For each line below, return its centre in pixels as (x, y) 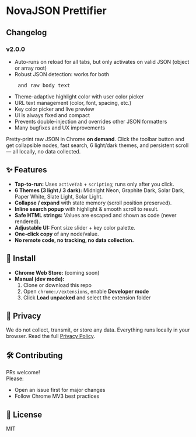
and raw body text (44, 85)
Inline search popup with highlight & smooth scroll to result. (87, 209)
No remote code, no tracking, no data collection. (74, 240)
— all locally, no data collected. (43, 151)
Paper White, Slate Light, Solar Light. (59, 196)
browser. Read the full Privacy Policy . (50, 336)
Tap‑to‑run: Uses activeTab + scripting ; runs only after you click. (94, 184)
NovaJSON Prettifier (56, 11)
